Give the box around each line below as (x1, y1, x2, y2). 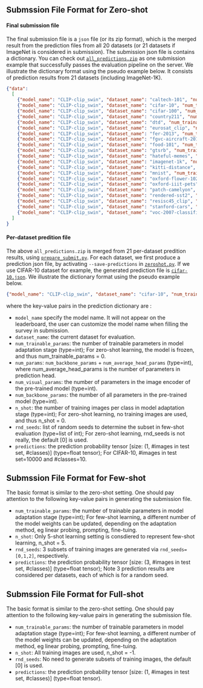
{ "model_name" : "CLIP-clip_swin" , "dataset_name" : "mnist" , (17, 170, 172, 176)
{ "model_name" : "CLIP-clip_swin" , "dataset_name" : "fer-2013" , (17, 130, 180, 137)
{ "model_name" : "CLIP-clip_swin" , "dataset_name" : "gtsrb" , (17, 148, 172, 154)
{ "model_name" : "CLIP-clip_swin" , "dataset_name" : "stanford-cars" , (17, 203, 193, 210)
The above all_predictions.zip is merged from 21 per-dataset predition (6, 247, 186, 254)
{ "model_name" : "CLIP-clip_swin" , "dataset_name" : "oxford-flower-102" (17, 176, 201, 182)
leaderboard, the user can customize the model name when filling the (14, 320, 188, 328)
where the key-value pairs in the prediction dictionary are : (6, 302, 152, 309)
